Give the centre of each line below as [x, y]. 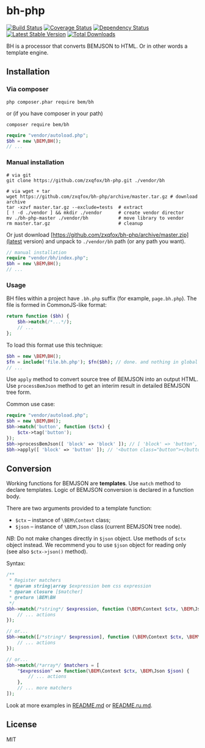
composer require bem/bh [38, 124]
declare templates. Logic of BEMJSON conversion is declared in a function [100, 490]
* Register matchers [35, 580]
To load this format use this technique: [55, 345]
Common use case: [31, 404]
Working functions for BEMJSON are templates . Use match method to [94, 483]
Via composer [27, 89]
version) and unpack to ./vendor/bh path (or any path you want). [105, 241]
